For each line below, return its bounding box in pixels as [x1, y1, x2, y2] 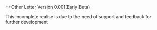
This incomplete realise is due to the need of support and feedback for [5, 14, 152, 19]
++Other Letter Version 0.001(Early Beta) [5, 4, 90, 10]
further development [5, 19, 48, 25]
